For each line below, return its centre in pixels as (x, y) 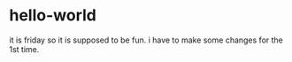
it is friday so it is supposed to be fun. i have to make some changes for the (146, 40)
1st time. (24, 49)
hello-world (53, 15)
